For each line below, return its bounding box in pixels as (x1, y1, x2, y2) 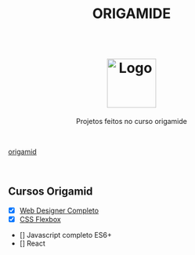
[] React (19, 239, 45, 248)
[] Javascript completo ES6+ (19, 230, 112, 239)
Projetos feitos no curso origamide (75, 116, 188, 126)
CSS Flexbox (19, 214, 61, 224)
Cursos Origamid (8, 185, 93, 199)
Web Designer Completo (19, 206, 99, 215)
